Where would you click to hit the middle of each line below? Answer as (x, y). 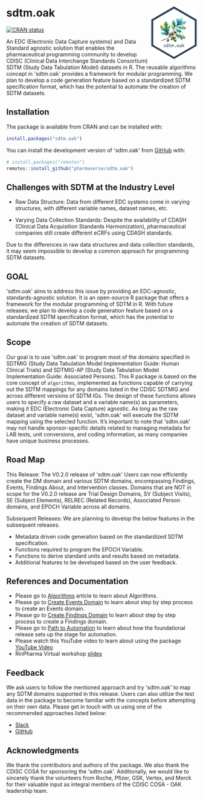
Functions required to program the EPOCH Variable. (79, 549)
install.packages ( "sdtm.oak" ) (44, 138)
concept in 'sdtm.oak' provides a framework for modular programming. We (100, 73)
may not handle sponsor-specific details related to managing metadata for (98, 428)
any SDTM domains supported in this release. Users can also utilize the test (100, 694)
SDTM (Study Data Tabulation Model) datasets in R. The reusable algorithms (101, 67)
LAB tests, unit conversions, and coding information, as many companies (97, 434)
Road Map (26, 460)
